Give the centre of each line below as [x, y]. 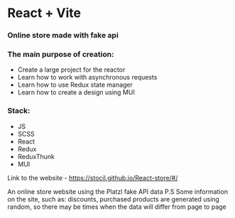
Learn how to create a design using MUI [76, 92]
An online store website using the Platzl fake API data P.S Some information [118, 191]
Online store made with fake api [63, 36]
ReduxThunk [36, 156]
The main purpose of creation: [61, 55]
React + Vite [44, 13]
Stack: [19, 111]
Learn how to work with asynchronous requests [87, 77]
